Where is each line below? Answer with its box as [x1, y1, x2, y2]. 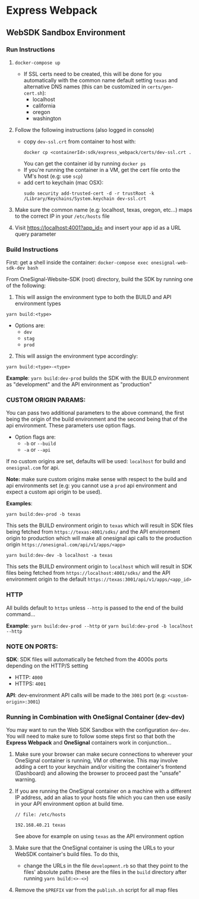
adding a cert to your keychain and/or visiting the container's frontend [14, 763, 187, 771]
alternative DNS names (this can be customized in [23, 83, 146, 90]
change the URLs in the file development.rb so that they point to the [23, 862, 188, 869]
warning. [14, 776, 37, 783]
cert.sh [23, 90, 43, 96]
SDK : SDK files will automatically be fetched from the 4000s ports [6, 656, 168, 663]
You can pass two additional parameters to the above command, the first [6, 410, 184, 417]
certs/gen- [147, 84, 174, 90]
